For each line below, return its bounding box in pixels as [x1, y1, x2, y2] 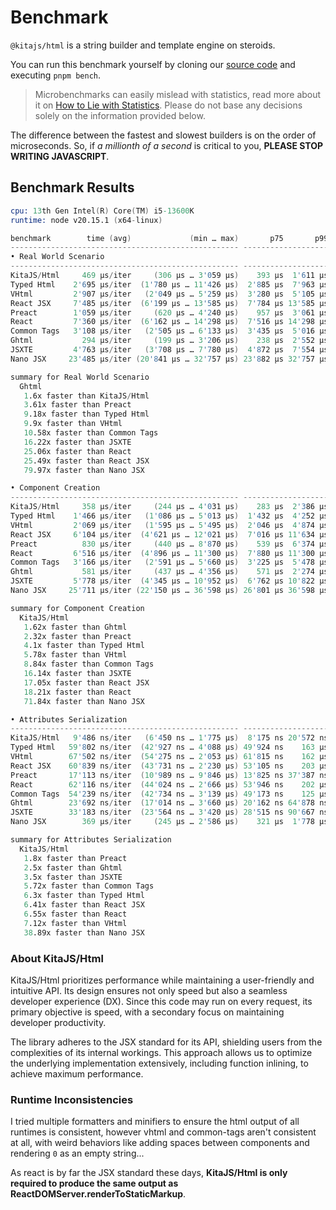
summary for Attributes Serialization [10, 835, 172, 845]
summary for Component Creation [10, 603, 145, 613]
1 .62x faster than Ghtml [23, 622, 128, 632]
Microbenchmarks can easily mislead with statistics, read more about [34, 88, 322, 100]
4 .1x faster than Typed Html [23, 641, 145, 651]
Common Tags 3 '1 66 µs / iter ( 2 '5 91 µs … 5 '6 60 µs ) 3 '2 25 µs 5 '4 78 [10, 557, 316, 568]
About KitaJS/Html [10, 951, 104, 965]
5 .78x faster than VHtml [23, 650, 128, 660]
